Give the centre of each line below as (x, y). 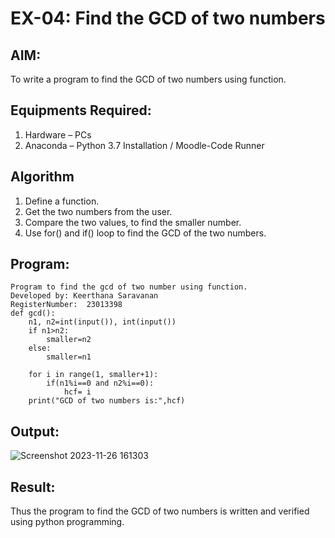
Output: (35, 431)
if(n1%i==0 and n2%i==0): (100, 383)
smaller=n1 (69, 357)
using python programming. (67, 522)
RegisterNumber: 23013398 (66, 305)
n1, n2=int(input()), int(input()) (102, 322)
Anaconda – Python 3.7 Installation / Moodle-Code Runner (144, 145)
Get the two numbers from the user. (98, 211)
